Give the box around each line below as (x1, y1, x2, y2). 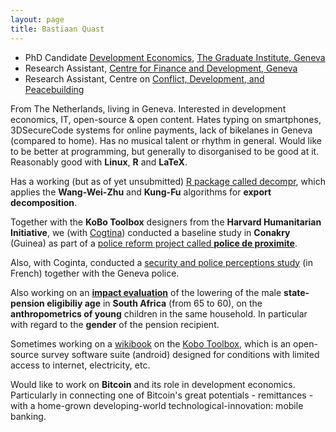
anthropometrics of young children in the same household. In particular (10, 307, 308, 320)
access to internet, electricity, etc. (10, 359, 151, 371)
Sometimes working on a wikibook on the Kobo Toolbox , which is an (10, 337, 292, 350)
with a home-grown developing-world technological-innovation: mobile (10, 399, 304, 411)
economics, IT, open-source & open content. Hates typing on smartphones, (10, 113, 322, 125)
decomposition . (10, 196, 78, 208)
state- (283, 286, 310, 298)
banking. (10, 410, 47, 422)
